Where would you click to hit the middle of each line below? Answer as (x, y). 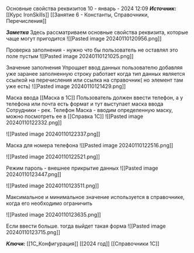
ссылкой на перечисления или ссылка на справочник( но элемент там (95, 80)
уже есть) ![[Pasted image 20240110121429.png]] (66, 86)
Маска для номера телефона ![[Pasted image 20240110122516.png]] (90, 145)
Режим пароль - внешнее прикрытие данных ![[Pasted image (82, 168)
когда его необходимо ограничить (49, 203)
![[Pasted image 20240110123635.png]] (53, 215)
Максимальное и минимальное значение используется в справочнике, (96, 197)
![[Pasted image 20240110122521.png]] (53, 157)
